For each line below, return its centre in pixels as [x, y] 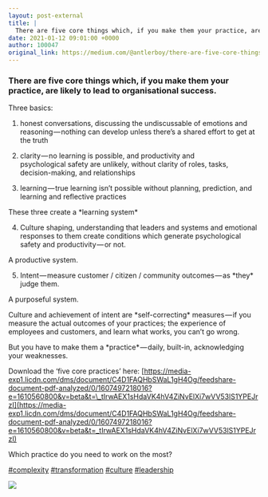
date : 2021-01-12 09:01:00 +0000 [64, 38]
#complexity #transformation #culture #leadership [91, 470]
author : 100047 [33, 45]
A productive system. [43, 260]
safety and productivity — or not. [73, 245]
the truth [34, 140]
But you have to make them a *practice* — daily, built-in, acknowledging [126, 347]
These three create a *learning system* [73, 212]
